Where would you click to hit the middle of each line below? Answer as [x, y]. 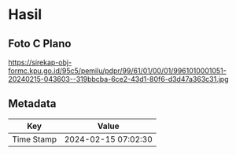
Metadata [32, 104]
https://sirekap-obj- [40, 62]
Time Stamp [35, 139]
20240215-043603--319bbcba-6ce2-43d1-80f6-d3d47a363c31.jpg [119, 79]
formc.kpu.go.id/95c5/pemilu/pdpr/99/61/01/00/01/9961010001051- [117, 71]
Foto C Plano [40, 44]
